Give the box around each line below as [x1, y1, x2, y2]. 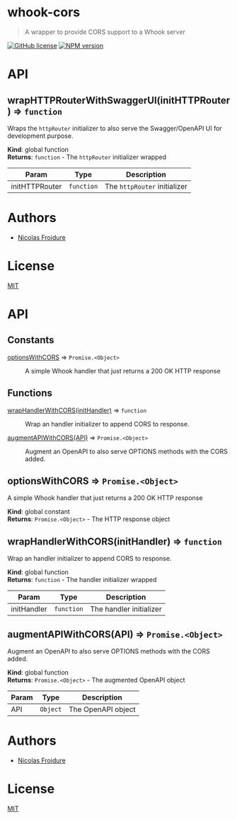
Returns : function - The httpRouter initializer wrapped [7, 153, 167, 161]
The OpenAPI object [68, 704, 136, 714]
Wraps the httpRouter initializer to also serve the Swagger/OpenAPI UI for [7, 124, 222, 132]
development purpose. [7, 132, 74, 140]
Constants [7, 334, 54, 347]
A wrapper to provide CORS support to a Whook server [24, 28, 186, 36]
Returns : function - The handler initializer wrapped [7, 576, 157, 584]
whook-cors [7, 4, 81, 21]
